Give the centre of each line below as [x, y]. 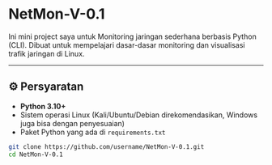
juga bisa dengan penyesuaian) [72, 123]
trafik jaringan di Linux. [47, 53]
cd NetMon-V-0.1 [36, 154]
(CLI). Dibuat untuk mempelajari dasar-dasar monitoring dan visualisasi [127, 44]
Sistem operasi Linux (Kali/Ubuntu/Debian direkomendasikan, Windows [138, 115]
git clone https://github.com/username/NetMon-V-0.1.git [106, 146]
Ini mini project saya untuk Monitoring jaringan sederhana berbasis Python [132, 36]
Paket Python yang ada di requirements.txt [93, 132]
